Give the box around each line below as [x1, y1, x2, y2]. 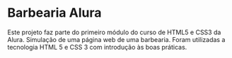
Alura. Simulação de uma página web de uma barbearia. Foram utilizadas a [7, 35, 226, 43]
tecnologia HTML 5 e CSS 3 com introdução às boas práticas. [7, 43, 187, 51]
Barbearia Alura [7, 5, 102, 21]
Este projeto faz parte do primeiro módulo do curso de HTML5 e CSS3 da [7, 28, 221, 36]
